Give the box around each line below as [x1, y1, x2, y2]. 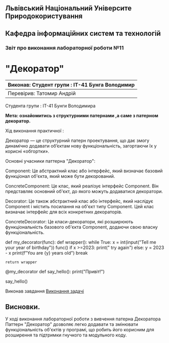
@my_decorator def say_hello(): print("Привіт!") [5, 268, 105, 274]
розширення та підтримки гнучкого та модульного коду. [5, 332, 128, 338]
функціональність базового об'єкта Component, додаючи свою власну [5, 224, 158, 230]
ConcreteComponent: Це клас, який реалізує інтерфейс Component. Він [5, 183, 159, 189]
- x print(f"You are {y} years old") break [5, 250, 88, 256]
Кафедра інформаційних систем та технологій [5, 29, 161, 37]
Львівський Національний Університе [5, 4, 132, 13]
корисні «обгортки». [5, 148, 50, 154]
